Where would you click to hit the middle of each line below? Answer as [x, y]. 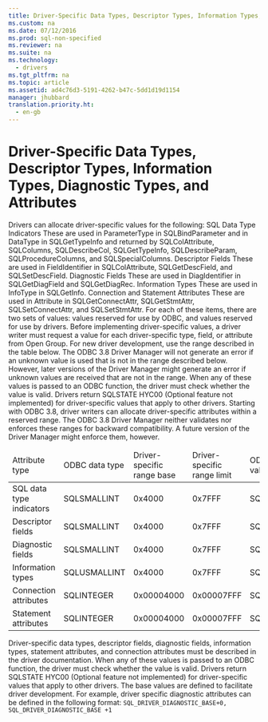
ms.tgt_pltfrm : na [39, 75]
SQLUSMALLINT [95, 572]
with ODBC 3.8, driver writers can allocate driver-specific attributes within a [132, 411]
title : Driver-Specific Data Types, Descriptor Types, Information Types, [135, 16]
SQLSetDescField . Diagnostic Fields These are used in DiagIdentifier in [124, 276]
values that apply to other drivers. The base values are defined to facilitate [130, 685]
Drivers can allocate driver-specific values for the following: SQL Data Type [132, 224]
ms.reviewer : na [35, 46]
